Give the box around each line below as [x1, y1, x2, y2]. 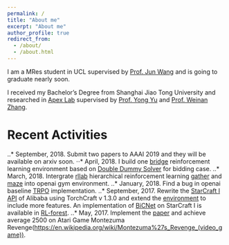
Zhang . [7, 103, 28, 111]
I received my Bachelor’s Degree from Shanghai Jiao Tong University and [7, 88, 216, 97]
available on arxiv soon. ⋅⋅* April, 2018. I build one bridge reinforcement [7, 157, 210, 166]
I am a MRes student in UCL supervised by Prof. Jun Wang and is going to [7, 67, 218, 76]
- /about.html [13, 49, 54, 56]
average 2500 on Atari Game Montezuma [7, 215, 125, 224]
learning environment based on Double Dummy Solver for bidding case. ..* [7, 164, 220, 173]
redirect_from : [7, 36, 51, 43]
